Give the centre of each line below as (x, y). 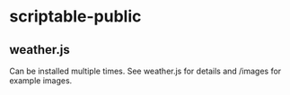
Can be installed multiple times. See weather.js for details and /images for (145, 71)
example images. (41, 81)
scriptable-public (75, 17)
